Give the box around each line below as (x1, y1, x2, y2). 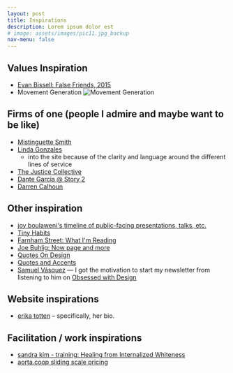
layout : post (7, 10, 45, 17)
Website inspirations (7, 293, 99, 305)
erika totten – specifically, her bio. (17, 312, 115, 320)
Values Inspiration (7, 62, 89, 74)
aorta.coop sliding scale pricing (17, 358, 108, 367)
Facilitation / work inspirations (7, 332, 142, 344)
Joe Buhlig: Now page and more (17, 243, 110, 251)
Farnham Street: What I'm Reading (17, 235, 116, 244)
